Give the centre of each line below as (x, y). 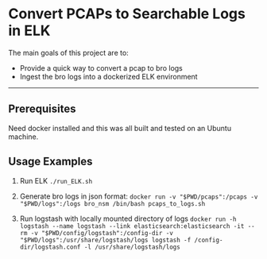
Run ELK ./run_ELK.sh (56, 180)
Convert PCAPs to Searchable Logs (127, 14)
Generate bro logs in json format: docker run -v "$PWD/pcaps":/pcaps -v (139, 196)
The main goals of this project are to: (68, 52)
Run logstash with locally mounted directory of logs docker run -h (128, 218)
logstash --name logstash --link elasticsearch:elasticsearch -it (132, 226)
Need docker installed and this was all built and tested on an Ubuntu (120, 128)
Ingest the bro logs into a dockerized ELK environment (108, 76)
